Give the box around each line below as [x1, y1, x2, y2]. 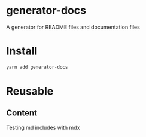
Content [6, 108, 38, 118]
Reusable [6, 84, 54, 98]
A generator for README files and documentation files [6, 23, 141, 31]
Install [6, 44, 38, 58]
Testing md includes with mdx [6, 124, 80, 131]
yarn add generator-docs [6, 64, 68, 70]
